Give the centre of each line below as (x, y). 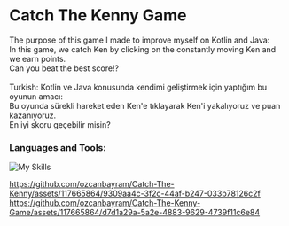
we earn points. (38, 58)
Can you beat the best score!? (64, 68)
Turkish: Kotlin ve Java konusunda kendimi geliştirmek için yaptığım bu (138, 87)
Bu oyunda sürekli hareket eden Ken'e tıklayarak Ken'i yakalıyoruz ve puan (145, 105)
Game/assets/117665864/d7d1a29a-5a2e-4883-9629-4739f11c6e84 (135, 213)
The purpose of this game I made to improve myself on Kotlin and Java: (140, 40)
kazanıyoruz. (33, 115)
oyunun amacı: (36, 96)
